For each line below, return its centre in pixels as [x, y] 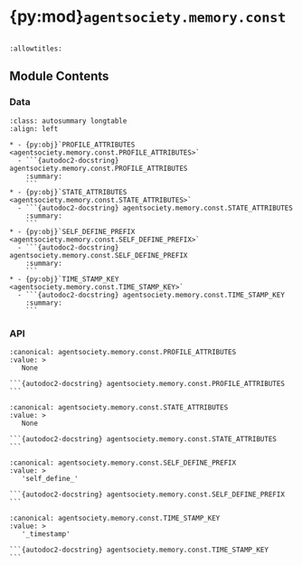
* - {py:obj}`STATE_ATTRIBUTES [68, 192]
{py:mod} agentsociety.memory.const [148, 17]
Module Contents [59, 76]
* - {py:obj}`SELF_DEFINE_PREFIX [72, 231]
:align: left [34, 128]
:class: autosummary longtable [68, 121]
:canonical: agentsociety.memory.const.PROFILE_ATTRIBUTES [123, 352]
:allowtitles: [36, 48]
